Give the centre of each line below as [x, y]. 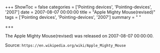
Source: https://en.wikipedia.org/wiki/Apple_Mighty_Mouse [65, 45]
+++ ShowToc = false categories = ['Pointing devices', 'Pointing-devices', [79, 7]
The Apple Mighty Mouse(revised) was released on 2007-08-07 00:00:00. [80, 36]
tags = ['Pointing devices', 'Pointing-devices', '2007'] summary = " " [73, 17]
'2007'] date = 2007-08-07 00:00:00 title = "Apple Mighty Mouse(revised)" [80, 12]
